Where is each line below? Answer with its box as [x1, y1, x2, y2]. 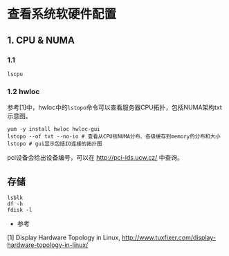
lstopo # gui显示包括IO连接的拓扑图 [7, 140, 102, 147]
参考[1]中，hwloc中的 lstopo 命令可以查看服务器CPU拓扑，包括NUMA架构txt [7, 103, 223, 111]
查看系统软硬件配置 [7, 6, 117, 22]
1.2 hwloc [7, 86, 40, 96]
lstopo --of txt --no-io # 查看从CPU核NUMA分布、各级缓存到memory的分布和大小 [7, 133, 221, 140]
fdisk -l [7, 206, 33, 213]
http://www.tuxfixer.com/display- [122, 233, 217, 241]
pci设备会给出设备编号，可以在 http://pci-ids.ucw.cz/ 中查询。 [7, 154, 183, 162]
